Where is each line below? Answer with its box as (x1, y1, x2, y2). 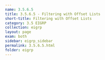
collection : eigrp (5, 25, 42, 30)
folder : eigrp (5, 47, 34, 52)
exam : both (5, 34, 27, 39)
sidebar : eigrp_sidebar (5, 39, 53, 44)
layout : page (5, 30, 31, 34)
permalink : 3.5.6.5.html (5, 43, 55, 48)
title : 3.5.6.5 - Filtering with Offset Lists (5, 12, 101, 16)
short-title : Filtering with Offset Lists (5, 16, 92, 21)
